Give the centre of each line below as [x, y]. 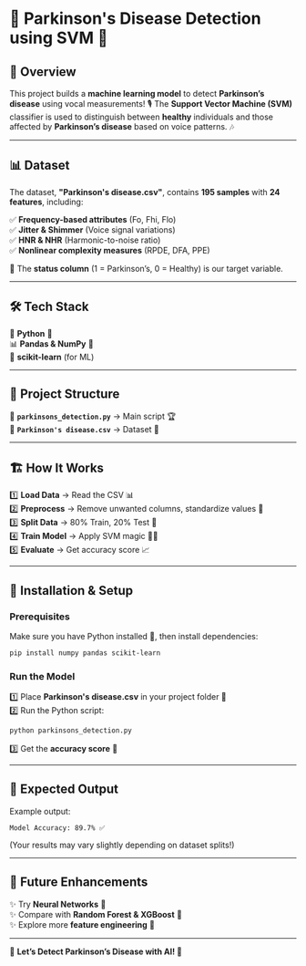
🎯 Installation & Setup [71, 591]
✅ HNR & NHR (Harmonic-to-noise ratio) [85, 240]
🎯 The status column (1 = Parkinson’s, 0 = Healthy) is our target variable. [147, 268]
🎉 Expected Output [64, 789]
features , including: [46, 202]
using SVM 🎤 [59, 38]
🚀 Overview [43, 72]
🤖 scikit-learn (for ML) [52, 357]
